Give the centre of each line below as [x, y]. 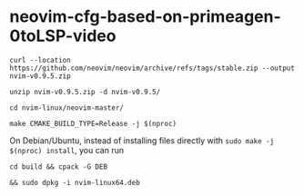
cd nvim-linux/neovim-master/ [67, 108]
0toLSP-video [63, 36]
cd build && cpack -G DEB [58, 167]
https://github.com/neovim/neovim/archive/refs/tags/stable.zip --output [152, 68]
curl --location [40, 60]
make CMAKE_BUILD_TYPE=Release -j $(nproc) [93, 123]
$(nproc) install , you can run [67, 150]
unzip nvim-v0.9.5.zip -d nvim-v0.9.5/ [85, 92]
